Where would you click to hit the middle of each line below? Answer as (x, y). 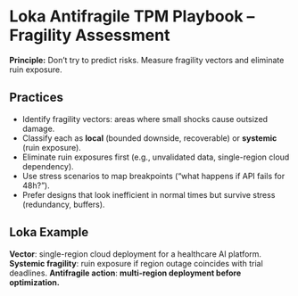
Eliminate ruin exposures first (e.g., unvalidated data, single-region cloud (156, 157)
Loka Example (49, 232)
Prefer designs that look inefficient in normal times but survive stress (149, 194)
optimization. (34, 282)
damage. (38, 128)
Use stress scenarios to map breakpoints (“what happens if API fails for (153, 176)
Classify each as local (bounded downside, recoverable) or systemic (149, 138)
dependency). (48, 166)
